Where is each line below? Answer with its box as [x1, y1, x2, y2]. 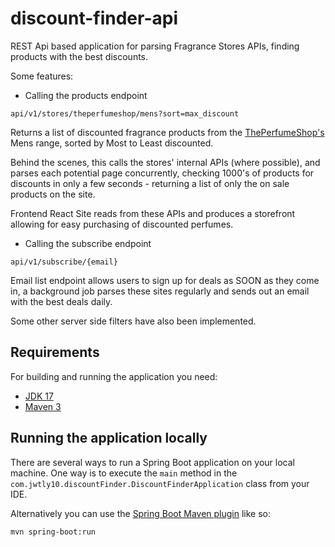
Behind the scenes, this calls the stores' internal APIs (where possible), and [10, 156, 321, 168]
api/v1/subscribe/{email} [10, 257, 118, 267]
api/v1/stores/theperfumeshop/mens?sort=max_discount [10, 108, 240, 119]
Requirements [10, 344, 100, 361]
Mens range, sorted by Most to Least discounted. [10, 137, 214, 149]
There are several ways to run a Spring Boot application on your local [10, 456, 295, 468]
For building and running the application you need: [10, 370, 218, 382]
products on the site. [10, 188, 96, 200]
